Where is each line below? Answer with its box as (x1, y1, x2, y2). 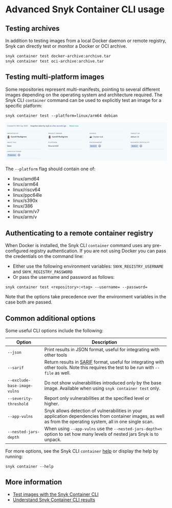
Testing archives (5, 24, 60, 33)
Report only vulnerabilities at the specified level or (44, 395, 150, 401)
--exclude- (7, 378, 31, 383)
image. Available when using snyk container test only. (44, 385, 160, 391)
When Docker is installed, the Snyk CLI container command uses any (5, 242, 152, 249)
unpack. (44, 437, 61, 443)
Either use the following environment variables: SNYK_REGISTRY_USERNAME (12, 263, 164, 270)
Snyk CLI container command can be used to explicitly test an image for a (5, 97, 162, 103)
